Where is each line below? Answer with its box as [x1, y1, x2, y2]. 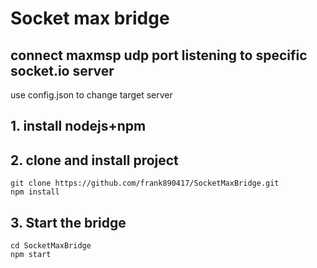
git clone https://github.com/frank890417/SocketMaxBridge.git [10, 178, 280, 189]
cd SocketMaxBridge [10, 241, 92, 251]
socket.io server [10, 62, 115, 79]
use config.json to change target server [10, 89, 173, 101]
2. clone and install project [10, 152, 179, 169]
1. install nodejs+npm [10, 118, 147, 135]
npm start [10, 250, 52, 260]
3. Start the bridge [10, 214, 127, 231]
